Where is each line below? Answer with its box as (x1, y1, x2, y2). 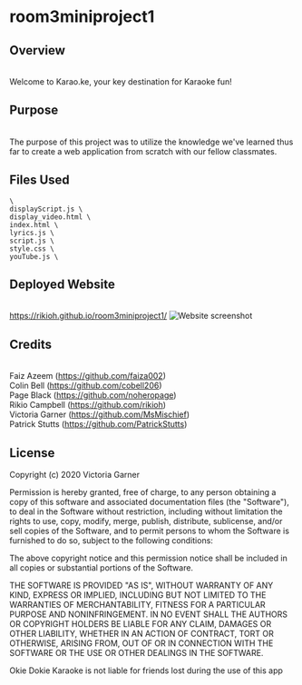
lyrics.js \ (9, 228, 54, 237)
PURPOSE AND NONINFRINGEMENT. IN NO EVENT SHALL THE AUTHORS (9, 609, 288, 620)
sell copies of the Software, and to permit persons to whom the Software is (9, 525, 290, 537)
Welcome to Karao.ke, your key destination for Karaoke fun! (9, 76, 233, 87)
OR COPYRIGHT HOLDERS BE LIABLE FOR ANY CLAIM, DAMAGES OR (9, 619, 272, 630)
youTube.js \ (9, 252, 59, 261)
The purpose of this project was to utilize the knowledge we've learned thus (9, 136, 294, 147)
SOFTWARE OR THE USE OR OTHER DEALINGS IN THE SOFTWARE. (9, 648, 264, 659)
